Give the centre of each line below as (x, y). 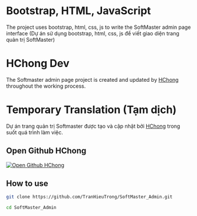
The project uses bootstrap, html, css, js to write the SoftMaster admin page (98, 27)
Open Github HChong (46, 151)
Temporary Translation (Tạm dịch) (91, 110)
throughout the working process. (46, 86)
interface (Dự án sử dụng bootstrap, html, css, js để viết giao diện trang (93, 33)
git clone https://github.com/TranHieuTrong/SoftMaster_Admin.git (89, 197)
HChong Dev (38, 64)
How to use (27, 184)
